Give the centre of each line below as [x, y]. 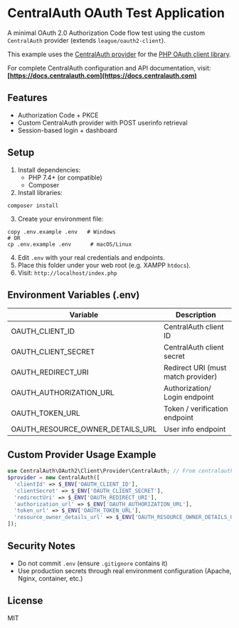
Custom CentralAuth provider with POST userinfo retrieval [102, 122]
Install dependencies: [49, 169]
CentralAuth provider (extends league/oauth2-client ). [86, 40]
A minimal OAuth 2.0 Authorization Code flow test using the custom [106, 33]
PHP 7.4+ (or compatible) [65, 177]
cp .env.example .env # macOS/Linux [70, 244]
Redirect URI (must [195, 368]
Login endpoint [189, 397]
